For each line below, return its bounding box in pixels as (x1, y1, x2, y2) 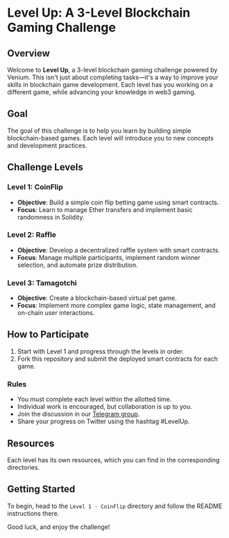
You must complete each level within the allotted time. (17, 395, 172, 404)
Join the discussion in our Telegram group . (17, 410, 140, 418)
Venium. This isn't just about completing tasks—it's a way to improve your (7, 73, 219, 81)
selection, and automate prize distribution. (17, 261, 139, 269)
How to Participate (7, 329, 89, 341)
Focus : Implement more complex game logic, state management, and (17, 301, 217, 310)
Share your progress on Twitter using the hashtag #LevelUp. (17, 417, 190, 425)
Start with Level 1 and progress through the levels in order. (17, 347, 184, 355)
